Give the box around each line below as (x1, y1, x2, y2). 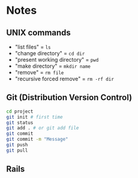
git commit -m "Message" (6, 136, 68, 143)
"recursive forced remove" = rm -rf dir (14, 76, 114, 82)
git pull (6, 147, 28, 153)
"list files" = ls (14, 43, 51, 50)
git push (6, 142, 28, 148)
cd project (6, 108, 34, 114)
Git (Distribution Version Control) (6, 92, 133, 102)
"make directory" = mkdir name (14, 62, 91, 70)
